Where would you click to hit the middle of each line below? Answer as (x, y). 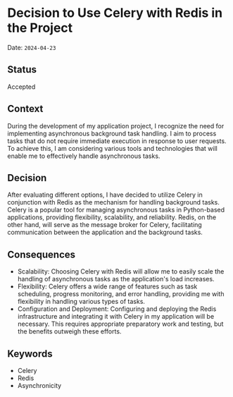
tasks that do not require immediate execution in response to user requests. (117, 141)
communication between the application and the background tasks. (105, 232)
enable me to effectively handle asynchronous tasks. (84, 156)
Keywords (30, 354)
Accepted (21, 87)
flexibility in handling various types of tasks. (81, 302)
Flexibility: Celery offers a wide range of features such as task (107, 286)
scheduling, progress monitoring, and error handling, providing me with (121, 294)
